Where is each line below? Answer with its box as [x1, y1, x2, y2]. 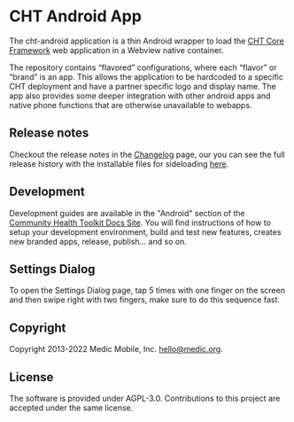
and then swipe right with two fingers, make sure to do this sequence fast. [9, 294, 281, 305]
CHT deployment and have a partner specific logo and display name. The [9, 81, 277, 91]
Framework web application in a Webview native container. [9, 44, 224, 55]
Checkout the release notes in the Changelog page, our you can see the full [9, 149, 285, 160]
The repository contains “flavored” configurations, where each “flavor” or [9, 62, 277, 73]
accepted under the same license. [9, 402, 134, 413]
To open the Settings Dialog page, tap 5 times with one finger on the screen [9, 285, 286, 296]
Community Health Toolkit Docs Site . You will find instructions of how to [9, 217, 272, 228]
